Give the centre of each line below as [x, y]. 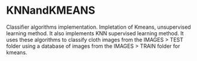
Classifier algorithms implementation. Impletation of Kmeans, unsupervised [98, 27]
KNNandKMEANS [51, 10]
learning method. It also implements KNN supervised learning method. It [95, 33]
